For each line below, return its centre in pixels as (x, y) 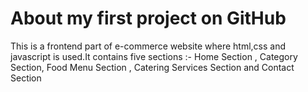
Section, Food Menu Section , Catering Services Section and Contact (152, 67)
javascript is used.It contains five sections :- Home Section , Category (154, 56)
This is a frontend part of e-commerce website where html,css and (148, 46)
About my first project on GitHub (148, 18)
